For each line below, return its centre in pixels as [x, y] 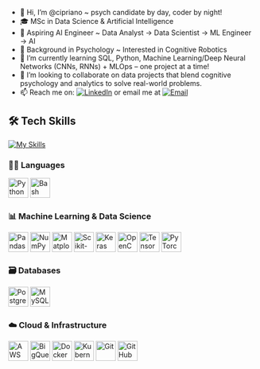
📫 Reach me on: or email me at [90, 92]
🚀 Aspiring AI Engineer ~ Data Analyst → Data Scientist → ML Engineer [136, 33]
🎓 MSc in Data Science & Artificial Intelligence [97, 21]
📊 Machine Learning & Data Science [80, 216]
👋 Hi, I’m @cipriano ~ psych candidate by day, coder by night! [121, 12]
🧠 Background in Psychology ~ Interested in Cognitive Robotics [123, 49]
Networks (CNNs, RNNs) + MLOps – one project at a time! [114, 66]
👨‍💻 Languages [37, 165]
